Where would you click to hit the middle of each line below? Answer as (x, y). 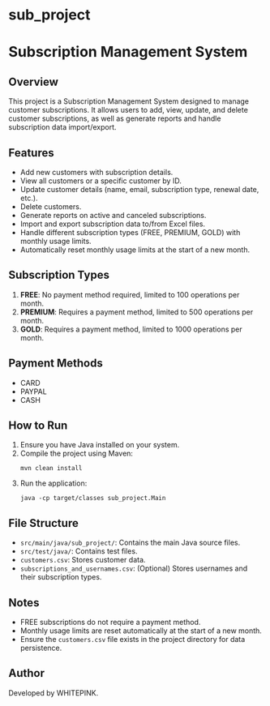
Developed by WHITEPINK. (54, 693)
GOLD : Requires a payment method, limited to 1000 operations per (131, 329)
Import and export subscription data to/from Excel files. (112, 224)
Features (31, 153)
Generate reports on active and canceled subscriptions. (113, 215)
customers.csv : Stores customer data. (83, 560)
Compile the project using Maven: (77, 454)
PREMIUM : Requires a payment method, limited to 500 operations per (137, 312)
